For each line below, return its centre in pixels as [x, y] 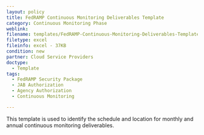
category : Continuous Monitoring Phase [57, 23]
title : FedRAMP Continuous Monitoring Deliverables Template [85, 18]
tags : [13, 74]
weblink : [17, 29]
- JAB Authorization [38, 85]
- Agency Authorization [42, 91]
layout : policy [25, 12]
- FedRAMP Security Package [47, 79]
